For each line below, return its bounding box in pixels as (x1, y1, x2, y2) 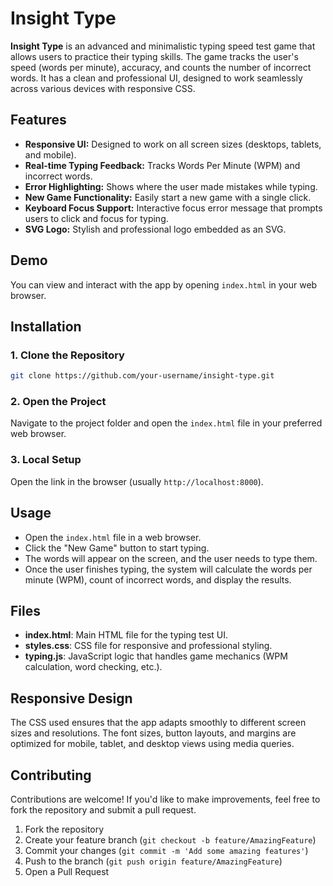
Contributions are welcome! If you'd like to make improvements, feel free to (10, 793, 321, 805)
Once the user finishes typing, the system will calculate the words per (24, 563, 313, 575)
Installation (10, 318, 82, 335)
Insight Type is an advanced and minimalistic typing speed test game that (10, 40, 316, 52)
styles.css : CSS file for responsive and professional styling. (24, 640, 273, 652)
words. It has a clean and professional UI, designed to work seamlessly (10, 72, 303, 84)
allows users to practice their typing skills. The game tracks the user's (10, 50, 299, 62)
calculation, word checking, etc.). (24, 661, 163, 673)
